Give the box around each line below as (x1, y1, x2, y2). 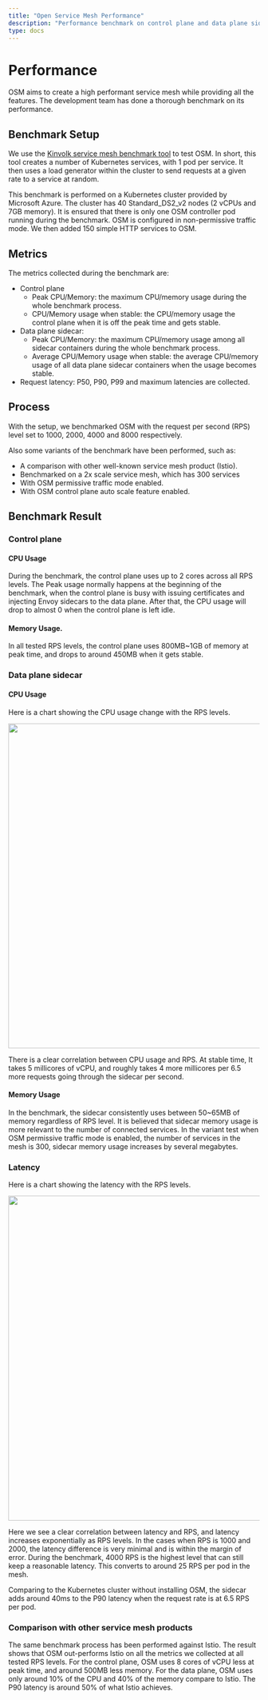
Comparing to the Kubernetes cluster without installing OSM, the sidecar (8, 1585, 246, 1595)
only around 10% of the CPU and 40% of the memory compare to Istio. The (8, 1674, 256, 1684)
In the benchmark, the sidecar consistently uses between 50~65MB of (8, 1107, 240, 1117)
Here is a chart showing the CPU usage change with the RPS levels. (8, 707, 231, 716)
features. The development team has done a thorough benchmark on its (8, 96, 245, 106)
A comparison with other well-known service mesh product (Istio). (19, 461, 238, 470)
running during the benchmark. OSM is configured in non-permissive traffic (8, 215, 257, 225)
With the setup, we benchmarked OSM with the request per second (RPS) (8, 421, 250, 431)
